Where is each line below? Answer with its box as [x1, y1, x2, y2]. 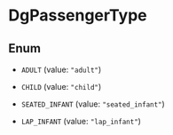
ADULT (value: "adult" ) [20, 64, 102, 75]
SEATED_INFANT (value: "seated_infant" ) [20, 99, 165, 109]
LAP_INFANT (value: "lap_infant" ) [20, 116, 141, 126]
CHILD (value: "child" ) [20, 82, 102, 91]
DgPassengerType [8, 5, 147, 26]
